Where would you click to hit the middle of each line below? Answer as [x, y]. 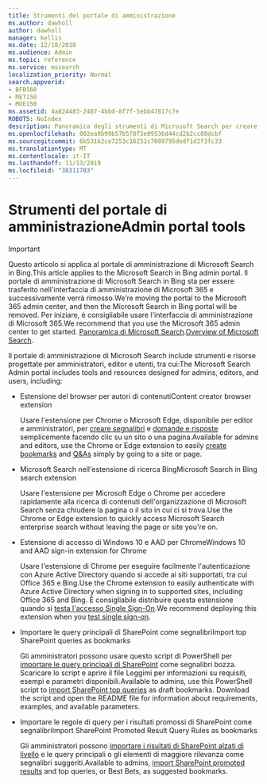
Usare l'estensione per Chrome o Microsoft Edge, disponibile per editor [136, 420]
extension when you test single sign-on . [85, 616]
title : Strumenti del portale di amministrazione [92, 15]
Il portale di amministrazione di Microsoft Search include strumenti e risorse [132, 355]
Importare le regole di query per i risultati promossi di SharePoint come [136, 722]
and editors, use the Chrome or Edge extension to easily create [123, 445]
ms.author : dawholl [41, 23]
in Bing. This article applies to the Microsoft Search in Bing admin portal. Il [128, 272]
